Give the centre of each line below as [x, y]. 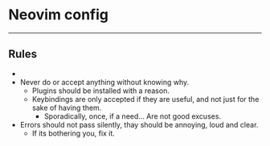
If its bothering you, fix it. [73, 133]
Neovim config [58, 15]
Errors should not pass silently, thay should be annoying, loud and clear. [139, 124]
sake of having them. [67, 107]
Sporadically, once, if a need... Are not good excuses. [133, 116]
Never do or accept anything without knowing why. [104, 82]
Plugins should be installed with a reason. [101, 91]
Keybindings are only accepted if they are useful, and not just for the [145, 99]
